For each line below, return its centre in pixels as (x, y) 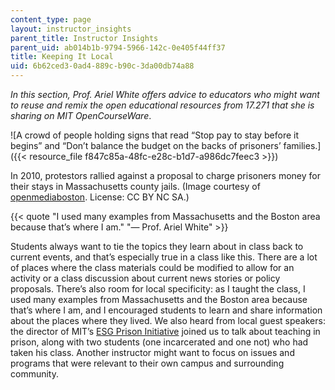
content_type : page (51, 19)
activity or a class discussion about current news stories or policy (145, 278)
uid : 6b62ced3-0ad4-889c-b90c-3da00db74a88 (102, 66)
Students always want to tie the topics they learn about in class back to (157, 246)
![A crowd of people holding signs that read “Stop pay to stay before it (155, 135)
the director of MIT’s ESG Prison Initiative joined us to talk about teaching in (165, 331)
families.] (302, 145)
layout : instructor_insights (71, 29)
